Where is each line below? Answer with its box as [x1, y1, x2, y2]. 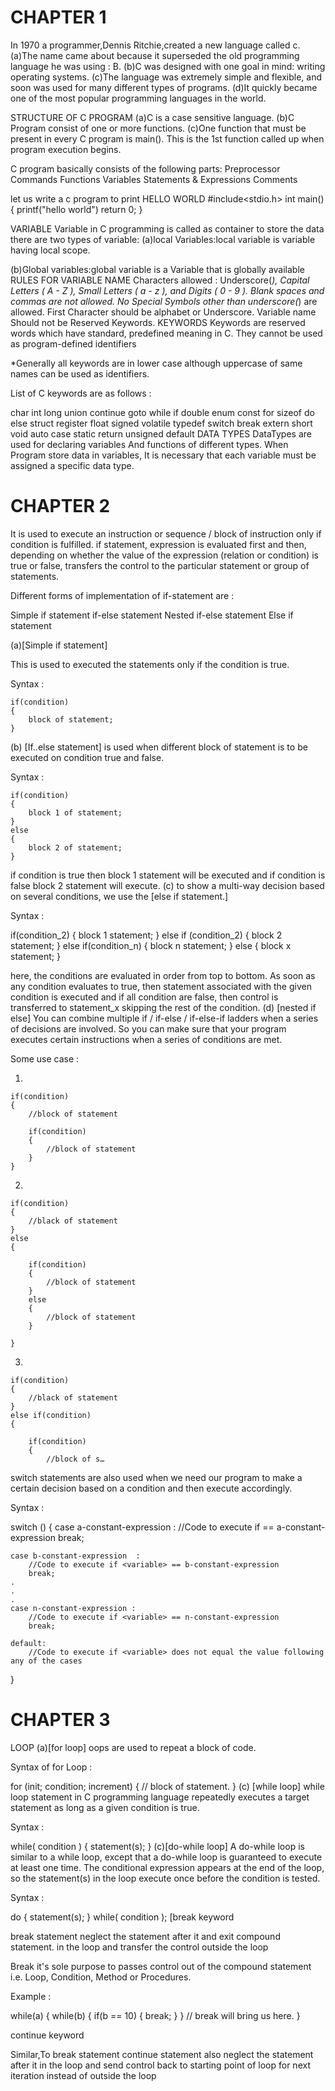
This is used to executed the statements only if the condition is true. [10, 658, 290, 670]
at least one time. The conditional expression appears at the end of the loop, [10, 1861, 325, 1873]
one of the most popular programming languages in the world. [10, 92, 267, 104]
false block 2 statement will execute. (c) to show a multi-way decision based [10, 879, 325, 891]
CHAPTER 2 [10, 495, 111, 518]
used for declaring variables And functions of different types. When [10, 438, 289, 450]
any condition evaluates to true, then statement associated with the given [10, 980, 312, 992]
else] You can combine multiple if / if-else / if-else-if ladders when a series [10, 1012, 319, 1024]
